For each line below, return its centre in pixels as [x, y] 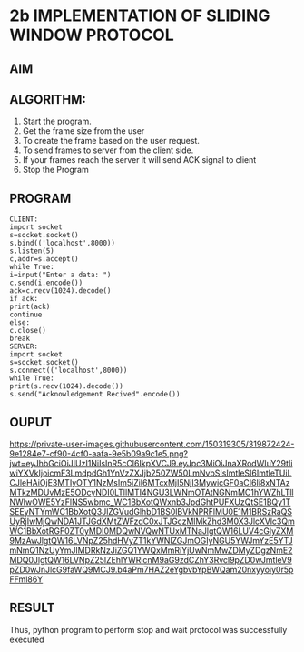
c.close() [28, 331]
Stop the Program [55, 170]
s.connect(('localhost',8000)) [69, 371]
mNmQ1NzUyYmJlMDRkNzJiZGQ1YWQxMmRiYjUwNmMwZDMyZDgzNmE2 [151, 550]
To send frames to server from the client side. [108, 150]
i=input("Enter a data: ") [60, 275]
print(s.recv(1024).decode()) [67, 386]
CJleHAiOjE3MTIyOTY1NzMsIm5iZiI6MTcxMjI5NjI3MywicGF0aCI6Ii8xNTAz [150, 483]
